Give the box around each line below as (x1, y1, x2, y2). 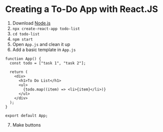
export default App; (5, 113, 48, 118)
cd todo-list (12, 31, 40, 36)
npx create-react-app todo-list (12, 26, 80, 31)
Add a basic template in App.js (12, 46, 76, 52)
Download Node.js (12, 20, 51, 26)
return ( (9, 69, 28, 74)
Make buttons (12, 121, 41, 128)
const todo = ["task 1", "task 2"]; (9, 60, 86, 65)
